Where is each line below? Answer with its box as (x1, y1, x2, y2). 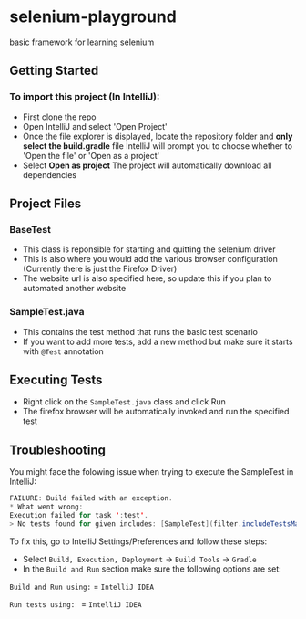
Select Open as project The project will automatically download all (22, 160, 272, 171)
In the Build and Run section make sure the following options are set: (22, 563, 282, 574)
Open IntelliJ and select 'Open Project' (22, 121, 168, 131)
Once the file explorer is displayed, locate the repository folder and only (22, 131, 293, 142)
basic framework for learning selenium (9, 37, 155, 47)
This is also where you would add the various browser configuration (22, 254, 278, 265)
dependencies (22, 169, 77, 180)
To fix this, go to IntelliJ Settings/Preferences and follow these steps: (9, 536, 268, 547)
